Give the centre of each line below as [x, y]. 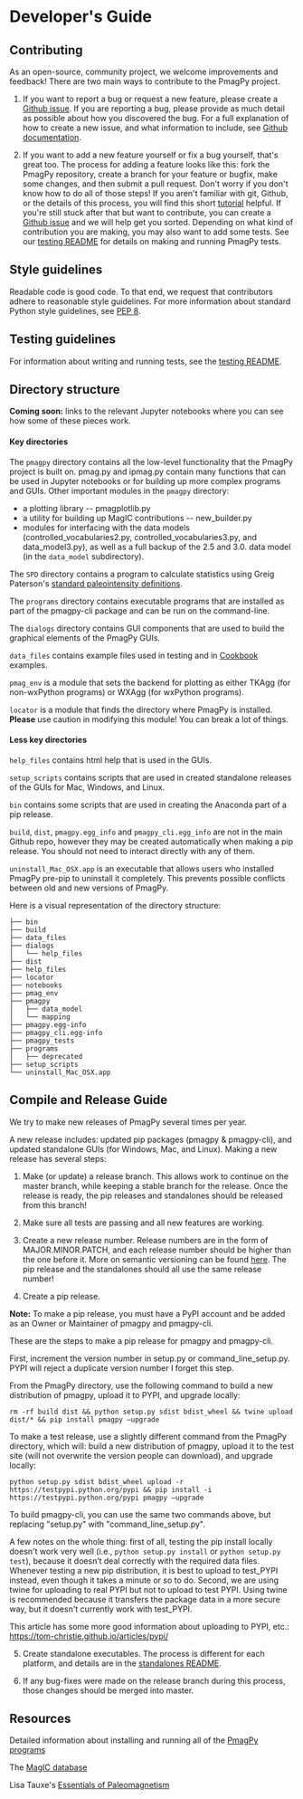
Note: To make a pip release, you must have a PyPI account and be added [147, 1313]
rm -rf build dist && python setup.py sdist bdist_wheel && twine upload [151, 1412]
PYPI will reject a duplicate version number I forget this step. [122, 1367]
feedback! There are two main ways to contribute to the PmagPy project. [145, 81]
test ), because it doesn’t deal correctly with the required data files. [135, 1561]
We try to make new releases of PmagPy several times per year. [128, 1122]
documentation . [52, 137]
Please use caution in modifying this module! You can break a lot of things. [149, 719]
